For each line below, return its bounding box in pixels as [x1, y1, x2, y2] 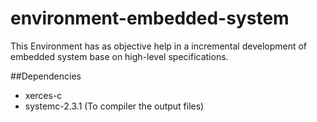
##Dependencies [10, 70, 82, 82]
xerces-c [24, 89, 63, 101]
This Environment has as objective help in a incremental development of [10, 40, 308, 52]
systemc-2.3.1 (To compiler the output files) [24, 100, 205, 112]
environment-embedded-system [10, 7, 290, 30]
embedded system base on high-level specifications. [10, 50, 229, 62]
